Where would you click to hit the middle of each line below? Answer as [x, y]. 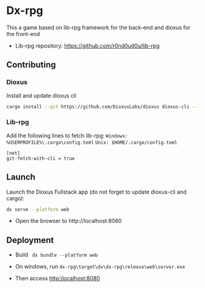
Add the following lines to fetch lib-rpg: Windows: [67, 135]
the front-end [23, 33]
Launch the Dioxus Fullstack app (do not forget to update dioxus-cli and [96, 192]
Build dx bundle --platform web [56, 255]
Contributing [31, 65]
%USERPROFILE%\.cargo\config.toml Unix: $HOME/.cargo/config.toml [92, 142]
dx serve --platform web [38, 209]
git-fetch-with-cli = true [41, 158]
